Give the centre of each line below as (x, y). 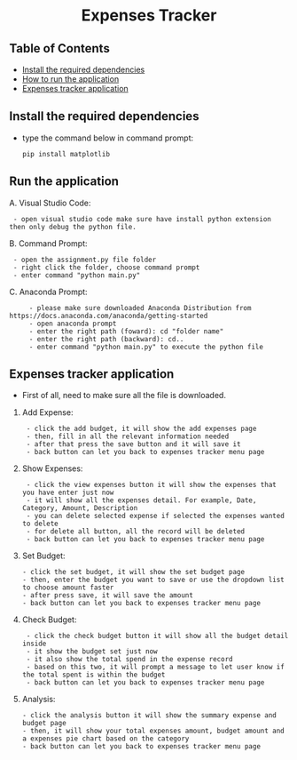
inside (34, 644)
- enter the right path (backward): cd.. (106, 339)
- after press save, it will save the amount (107, 596)
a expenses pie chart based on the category (106, 739)
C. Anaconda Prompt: (48, 292)
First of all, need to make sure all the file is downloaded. (124, 396)
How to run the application (70, 79)
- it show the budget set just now (92, 652)
